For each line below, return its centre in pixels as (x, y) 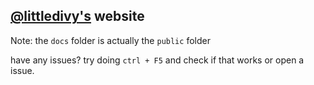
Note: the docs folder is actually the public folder (110, 40)
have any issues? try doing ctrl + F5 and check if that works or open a (157, 60)
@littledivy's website (77, 16)
